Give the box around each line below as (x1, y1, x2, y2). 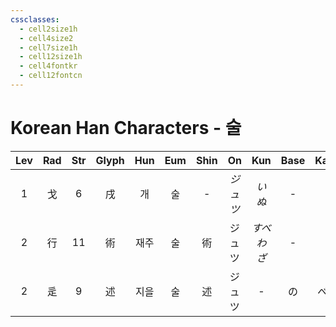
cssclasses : (10, 14, 60, 25)
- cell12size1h (19, 52, 83, 62)
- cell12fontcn (19, 71, 83, 81)
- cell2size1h (19, 24, 78, 34)
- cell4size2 (19, 33, 74, 43)
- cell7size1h (19, 42, 78, 53)
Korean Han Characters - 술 (10, 117, 242, 140)
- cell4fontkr (19, 61, 78, 71)
